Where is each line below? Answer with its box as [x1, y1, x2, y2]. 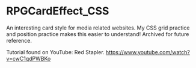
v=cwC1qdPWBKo [6, 55, 51, 62]
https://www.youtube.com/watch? [105, 48, 191, 55]
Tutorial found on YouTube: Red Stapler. [6, 48, 105, 55]
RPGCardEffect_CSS [6, 4, 109, 18]
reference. [6, 37, 32, 44]
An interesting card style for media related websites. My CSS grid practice [6, 24, 190, 31]
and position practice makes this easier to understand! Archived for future [6, 30, 189, 37]
